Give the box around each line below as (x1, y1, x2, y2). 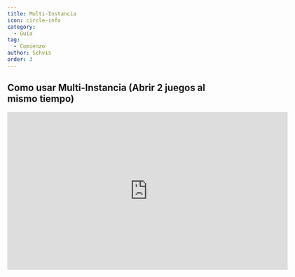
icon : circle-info (7, 17, 61, 24)
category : (7, 23, 36, 30)
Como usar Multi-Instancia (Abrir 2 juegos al (7, 82, 205, 94)
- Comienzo (13, 43, 46, 50)
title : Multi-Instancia (7, 10, 77, 18)
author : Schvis (7, 50, 52, 57)
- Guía (13, 29, 33, 37)
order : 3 (7, 56, 33, 63)
